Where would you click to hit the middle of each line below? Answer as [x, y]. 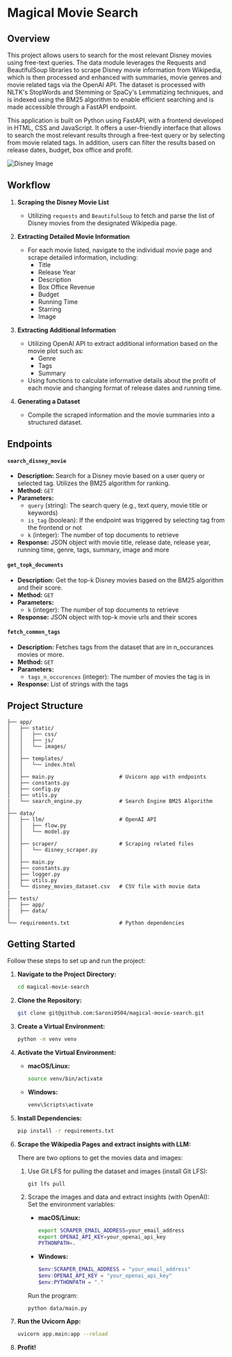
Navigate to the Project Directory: [67, 974]
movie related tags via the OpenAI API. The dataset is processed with [106, 85]
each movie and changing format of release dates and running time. [125, 388]
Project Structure [45, 706]
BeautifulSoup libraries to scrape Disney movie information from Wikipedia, [115, 70]
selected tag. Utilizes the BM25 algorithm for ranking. [93, 483]
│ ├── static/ [31, 728]
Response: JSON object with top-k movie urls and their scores [107, 617]
